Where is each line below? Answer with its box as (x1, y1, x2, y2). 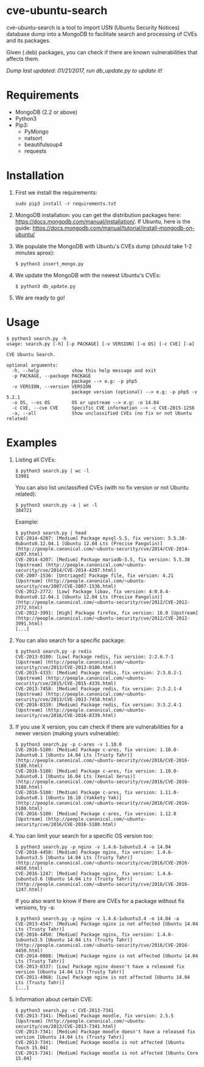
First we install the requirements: (15, 188, 97, 196)
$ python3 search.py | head (15, 530, 86, 536)
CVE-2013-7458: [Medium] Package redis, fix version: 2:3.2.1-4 (15, 685, 182, 692)
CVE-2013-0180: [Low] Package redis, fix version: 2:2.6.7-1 (15, 654, 174, 660)
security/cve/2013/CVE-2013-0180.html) (15, 664, 117, 671)
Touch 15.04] (15, 1044, 49, 1051)
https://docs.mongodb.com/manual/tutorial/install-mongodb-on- (32, 224, 195, 232)
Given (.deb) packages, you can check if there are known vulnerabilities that (6, 48, 198, 55)
